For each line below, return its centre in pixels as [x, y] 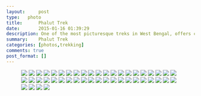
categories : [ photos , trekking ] [45, 45]
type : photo [24, 17]
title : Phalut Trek [37, 23]
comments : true [25, 51]
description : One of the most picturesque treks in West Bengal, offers [99, 34]
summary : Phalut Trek [37, 39]
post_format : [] [26, 56]
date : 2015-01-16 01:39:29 [48, 28]
